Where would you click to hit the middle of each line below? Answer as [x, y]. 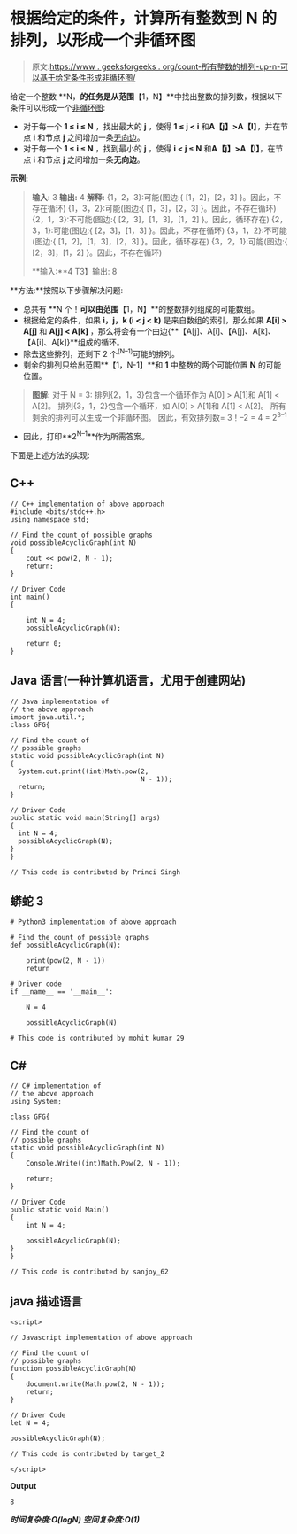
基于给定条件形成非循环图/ [88, 77]
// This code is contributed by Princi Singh [95, 872]
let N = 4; [30, 1422]
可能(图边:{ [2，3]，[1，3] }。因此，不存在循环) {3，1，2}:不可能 [170, 230]
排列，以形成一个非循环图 [103, 40]
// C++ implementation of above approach [88, 504]
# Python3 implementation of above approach [93, 922]
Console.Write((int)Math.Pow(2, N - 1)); [103, 1164]
